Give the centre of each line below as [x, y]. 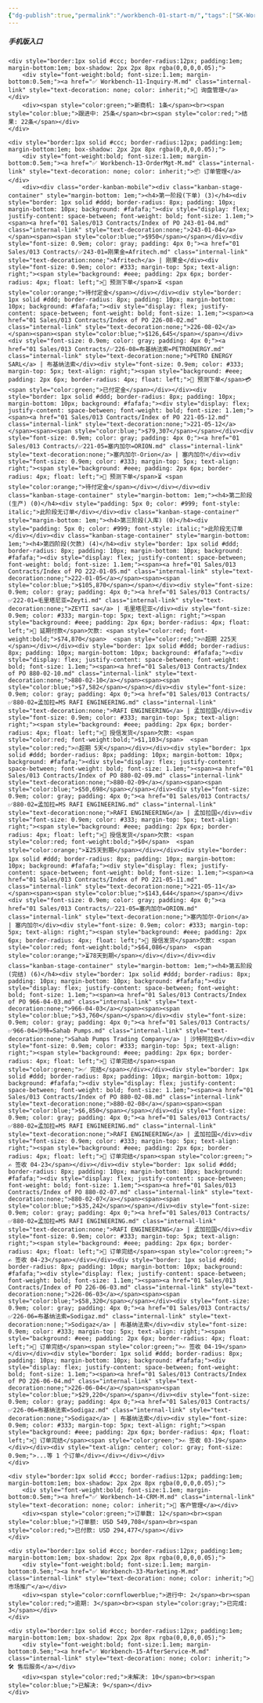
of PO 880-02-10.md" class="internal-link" [80, 673]
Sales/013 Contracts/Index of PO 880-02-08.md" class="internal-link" [126, 1097]
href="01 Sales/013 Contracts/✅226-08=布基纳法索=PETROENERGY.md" [116, 349]
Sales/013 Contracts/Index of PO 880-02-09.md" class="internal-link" [126, 775]
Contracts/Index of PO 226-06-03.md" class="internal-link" [108, 1287]
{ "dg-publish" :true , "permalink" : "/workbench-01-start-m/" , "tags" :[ [121, 15]
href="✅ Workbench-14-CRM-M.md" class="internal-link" [163, 1497]
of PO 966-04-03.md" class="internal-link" [80, 1002]
